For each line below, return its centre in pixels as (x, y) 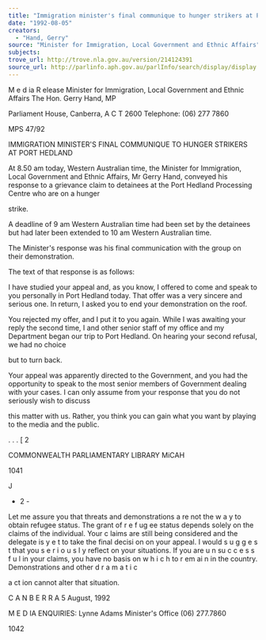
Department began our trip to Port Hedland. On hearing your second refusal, (133, 336)
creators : (25, 30)
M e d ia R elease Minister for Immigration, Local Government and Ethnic (126, 90)
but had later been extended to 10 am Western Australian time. (110, 232)
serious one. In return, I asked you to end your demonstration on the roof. (128, 304)
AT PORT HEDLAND (41, 152)
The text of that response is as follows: (72, 271)
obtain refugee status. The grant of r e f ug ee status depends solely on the (131, 525)
